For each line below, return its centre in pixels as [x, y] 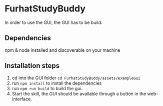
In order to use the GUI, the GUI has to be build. [54, 22]
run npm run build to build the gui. [47, 88]
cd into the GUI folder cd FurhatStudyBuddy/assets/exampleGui [76, 78]
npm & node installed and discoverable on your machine [62, 50]
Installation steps [32, 66]
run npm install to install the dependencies [57, 83]
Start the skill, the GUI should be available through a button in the [79, 94]
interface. [22, 99]
